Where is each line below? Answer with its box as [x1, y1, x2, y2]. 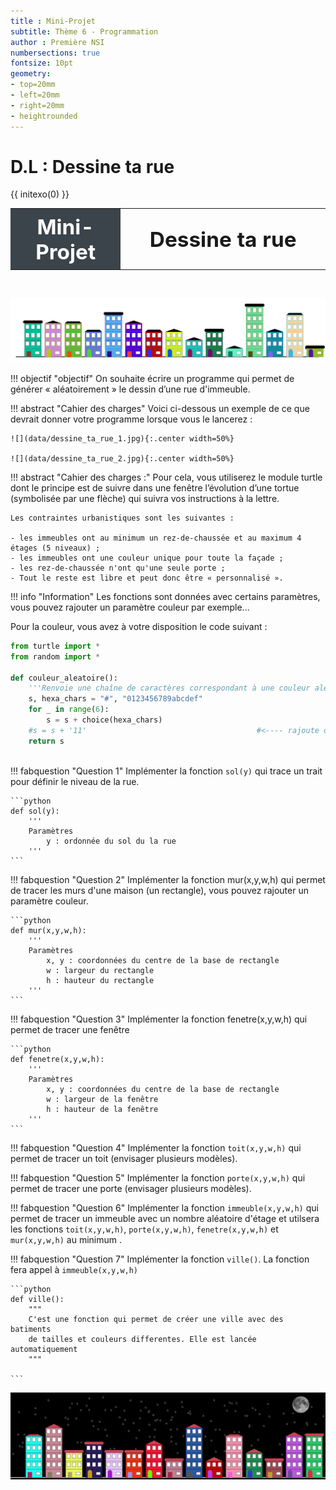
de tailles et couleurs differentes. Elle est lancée [28, 1334, 257, 1344]
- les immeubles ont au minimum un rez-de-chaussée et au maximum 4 [10, 533, 302, 543]
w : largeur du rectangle [46, 965, 155, 975]
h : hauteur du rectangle [46, 975, 155, 985]
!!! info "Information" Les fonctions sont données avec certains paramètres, [10, 590, 321, 602]
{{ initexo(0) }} [10, 188, 70, 200]
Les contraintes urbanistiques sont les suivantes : [10, 513, 235, 523]
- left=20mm [10, 90, 60, 100]
